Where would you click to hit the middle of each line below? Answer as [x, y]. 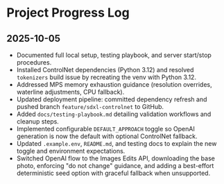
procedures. [34, 62]
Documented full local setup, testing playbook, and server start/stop [114, 55]
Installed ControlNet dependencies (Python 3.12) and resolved [105, 70]
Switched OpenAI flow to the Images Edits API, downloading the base [116, 158]
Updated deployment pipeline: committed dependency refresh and [112, 99]
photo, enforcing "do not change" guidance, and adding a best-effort [115, 166]
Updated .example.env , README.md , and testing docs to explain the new [117, 143]
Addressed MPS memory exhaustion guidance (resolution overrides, [114, 84]
